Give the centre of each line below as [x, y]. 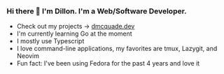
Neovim [28, 56]
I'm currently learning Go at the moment [74, 34]
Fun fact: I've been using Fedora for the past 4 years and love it [108, 64]
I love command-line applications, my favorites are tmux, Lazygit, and [117, 49]
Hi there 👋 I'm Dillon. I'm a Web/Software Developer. [97, 11]
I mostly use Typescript [50, 41]
